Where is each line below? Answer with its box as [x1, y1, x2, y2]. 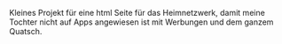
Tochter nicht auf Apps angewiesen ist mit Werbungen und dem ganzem [9, 17, 274, 27]
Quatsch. [9, 26, 43, 36]
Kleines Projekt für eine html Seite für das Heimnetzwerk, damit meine [9, 8, 266, 18]
